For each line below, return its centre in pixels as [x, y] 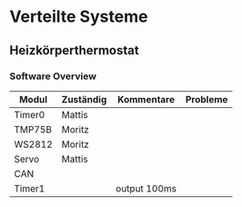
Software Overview [53, 76]
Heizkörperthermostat [74, 50]
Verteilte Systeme [79, 17]
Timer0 [30, 114]
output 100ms [146, 188]
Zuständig [84, 99]
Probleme [207, 99]
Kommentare [146, 99]
